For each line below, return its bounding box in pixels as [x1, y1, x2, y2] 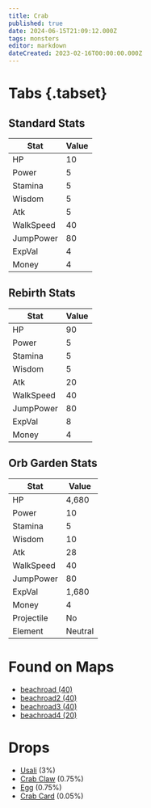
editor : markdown [8, 42, 67, 50]
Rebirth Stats [8, 286, 76, 300]
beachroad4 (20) [19, 710, 78, 720]
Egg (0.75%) [19, 782, 62, 792]
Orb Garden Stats [8, 457, 99, 470]
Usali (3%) [19, 765, 56, 775]
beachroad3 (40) [19, 701, 78, 711]
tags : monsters [8, 34, 60, 43]
